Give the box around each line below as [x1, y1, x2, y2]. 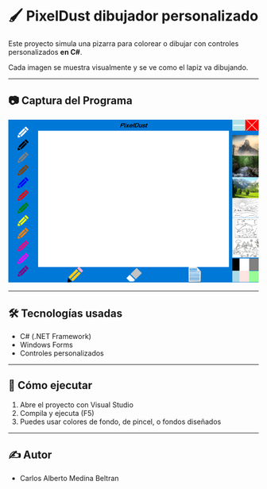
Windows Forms [19, 340, 73, 350]
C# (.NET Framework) [19, 332, 91, 341]
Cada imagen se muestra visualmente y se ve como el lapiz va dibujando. [8, 62, 249, 72]
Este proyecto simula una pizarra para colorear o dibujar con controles [8, 38, 239, 48]
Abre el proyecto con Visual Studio [19, 399, 133, 410]
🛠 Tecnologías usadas [8, 306, 123, 320]
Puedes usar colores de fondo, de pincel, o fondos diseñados [19, 417, 222, 426]
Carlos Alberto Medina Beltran [19, 473, 119, 483]
